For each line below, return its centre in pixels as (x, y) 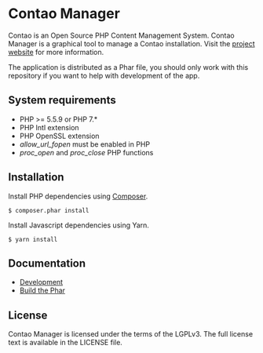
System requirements (62, 100)
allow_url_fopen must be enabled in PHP (85, 144)
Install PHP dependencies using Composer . (78, 196)
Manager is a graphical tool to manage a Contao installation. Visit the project (131, 43)
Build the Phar (42, 290)
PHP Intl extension (49, 127)
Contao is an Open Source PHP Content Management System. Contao (121, 35)
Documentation (47, 263)
